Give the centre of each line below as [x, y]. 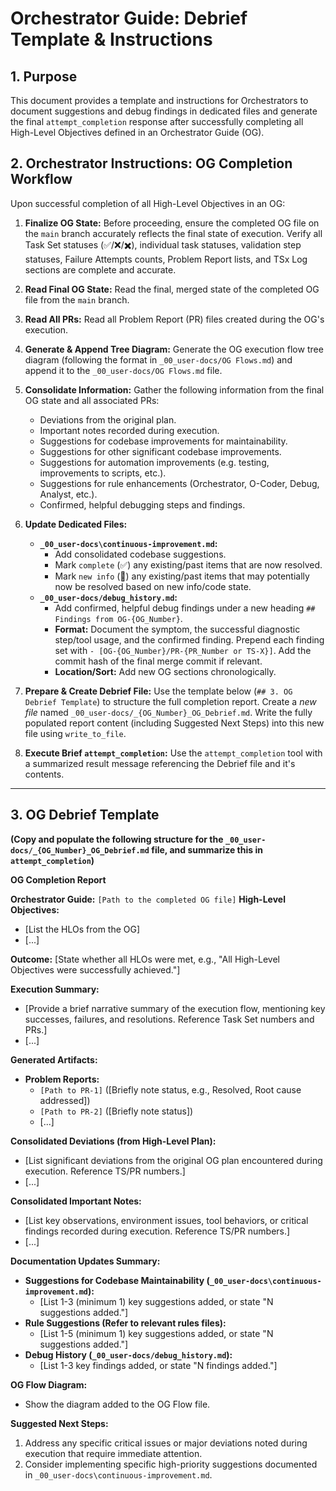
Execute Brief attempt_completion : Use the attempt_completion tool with [173, 753]
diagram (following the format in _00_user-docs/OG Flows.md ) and [158, 359]
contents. [44, 774]
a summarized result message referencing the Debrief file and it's [160, 763]
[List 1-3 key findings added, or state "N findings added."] [158, 1365]
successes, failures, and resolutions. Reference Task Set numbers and [169, 1019]
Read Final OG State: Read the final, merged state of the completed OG [172, 289]
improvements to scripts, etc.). [103, 473]
